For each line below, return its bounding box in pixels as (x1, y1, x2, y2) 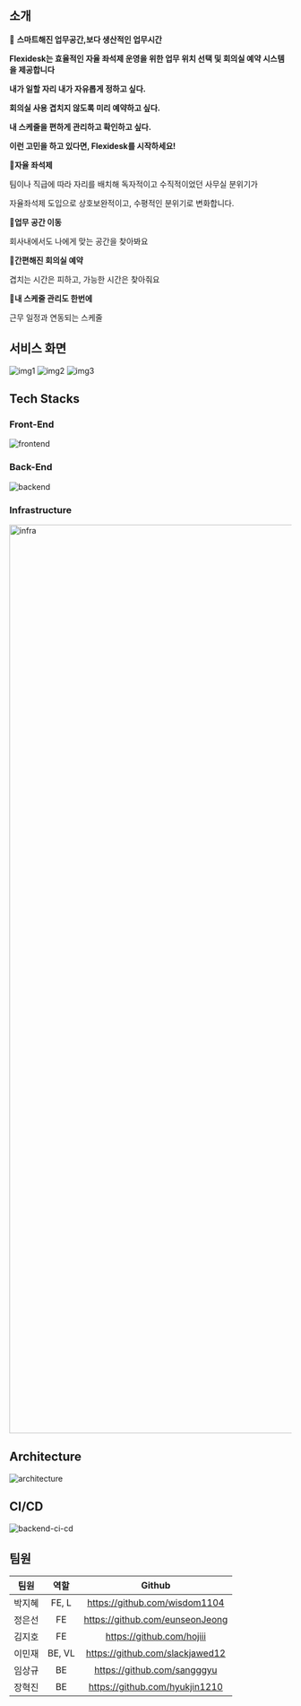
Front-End (9, 418, 55, 431)
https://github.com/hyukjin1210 (88, 1681, 224, 1693)
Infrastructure (9, 503, 73, 516)
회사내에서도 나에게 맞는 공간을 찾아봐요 (9, 236, 149, 247)
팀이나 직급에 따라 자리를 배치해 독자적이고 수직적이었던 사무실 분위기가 (9, 178, 258, 189)
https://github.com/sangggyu (93, 1664, 218, 1676)
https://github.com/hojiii (105, 1631, 206, 1643)
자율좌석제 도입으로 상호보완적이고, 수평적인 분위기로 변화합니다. (9, 197, 235, 208)
